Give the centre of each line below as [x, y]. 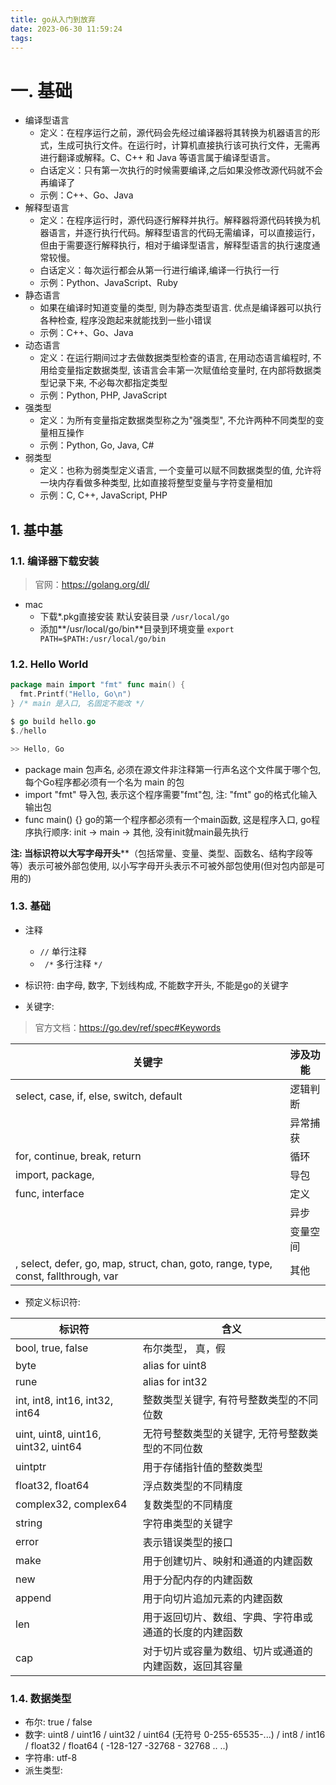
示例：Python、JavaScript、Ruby [108, 283]
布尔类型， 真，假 [184, 1348]
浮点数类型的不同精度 [192, 1486]
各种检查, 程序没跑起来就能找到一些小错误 [125, 320]
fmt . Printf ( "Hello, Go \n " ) [75, 694]
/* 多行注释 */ [73, 963]
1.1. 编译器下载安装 [55, 561]
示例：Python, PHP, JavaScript [103, 395]
